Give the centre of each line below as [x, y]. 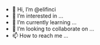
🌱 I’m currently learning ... [44, 22]
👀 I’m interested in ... [38, 16]
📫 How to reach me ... [40, 36]
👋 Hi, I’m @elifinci [34, 9]
